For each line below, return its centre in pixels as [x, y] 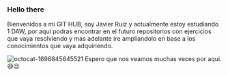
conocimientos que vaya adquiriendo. [60, 46]
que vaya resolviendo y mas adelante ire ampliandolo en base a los [101, 39]
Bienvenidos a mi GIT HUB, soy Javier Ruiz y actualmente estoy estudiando [113, 24]
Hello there [26, 9]
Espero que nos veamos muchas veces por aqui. [153, 59]
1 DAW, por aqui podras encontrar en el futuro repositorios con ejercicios [109, 31]
